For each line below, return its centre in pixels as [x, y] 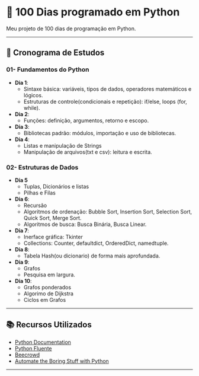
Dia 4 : [22, 139]
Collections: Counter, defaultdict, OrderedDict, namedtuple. [96, 243]
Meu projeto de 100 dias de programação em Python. [71, 28]
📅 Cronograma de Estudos [55, 53]
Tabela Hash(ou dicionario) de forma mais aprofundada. [92, 256]
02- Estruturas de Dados [42, 167]
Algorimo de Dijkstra [49, 294]
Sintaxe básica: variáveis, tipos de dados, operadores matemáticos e [107, 89]
